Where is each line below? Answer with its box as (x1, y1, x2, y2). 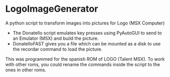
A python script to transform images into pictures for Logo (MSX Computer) (5, 20, 165, 26)
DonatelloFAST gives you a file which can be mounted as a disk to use (12, 40, 161, 46)
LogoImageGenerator (5, 3, 98, 15)
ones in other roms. (5, 67, 47, 73)
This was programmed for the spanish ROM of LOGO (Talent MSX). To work (5, 56, 165, 62)
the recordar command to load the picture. (12, 46, 102, 52)
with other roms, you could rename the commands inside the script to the (5, 61, 160, 67)
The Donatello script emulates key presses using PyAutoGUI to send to (12, 30, 162, 36)
